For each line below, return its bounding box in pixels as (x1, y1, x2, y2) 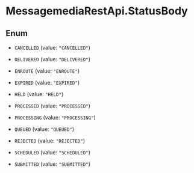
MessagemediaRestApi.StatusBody (5, 4, 188, 18)
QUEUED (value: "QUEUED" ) (14, 126, 75, 133)
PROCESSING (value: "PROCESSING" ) (14, 114, 96, 121)
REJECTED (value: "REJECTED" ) (14, 137, 86, 144)
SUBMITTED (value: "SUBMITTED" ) (14, 160, 91, 168)
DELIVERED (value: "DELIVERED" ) (14, 56, 91, 62)
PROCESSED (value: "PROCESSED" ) (14, 102, 91, 109)
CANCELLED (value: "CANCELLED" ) (14, 44, 91, 51)
